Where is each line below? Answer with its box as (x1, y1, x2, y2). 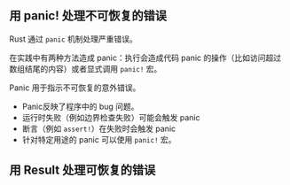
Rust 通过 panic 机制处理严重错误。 (9, 34, 137, 44)
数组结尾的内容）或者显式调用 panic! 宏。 (9, 63, 162, 73)
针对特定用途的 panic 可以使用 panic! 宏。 (21, 134, 176, 144)
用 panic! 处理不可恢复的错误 (9, 8, 167, 24)
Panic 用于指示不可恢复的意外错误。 (9, 82, 141, 93)
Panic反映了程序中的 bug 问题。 (21, 101, 139, 112)
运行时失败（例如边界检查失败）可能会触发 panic (21, 112, 200, 122)
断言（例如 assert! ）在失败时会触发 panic (21, 123, 176, 134)
